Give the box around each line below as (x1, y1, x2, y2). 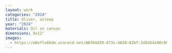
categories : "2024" (5, 12, 47, 17)
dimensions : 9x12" (5, 31, 45, 36)
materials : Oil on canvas (5, 26, 60, 31)
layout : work (5, 7, 33, 13)
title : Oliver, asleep (5, 17, 54, 22)
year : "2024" (5, 21, 33, 27)
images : (5, 36, 22, 41)
